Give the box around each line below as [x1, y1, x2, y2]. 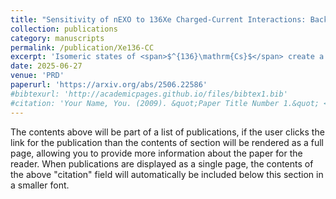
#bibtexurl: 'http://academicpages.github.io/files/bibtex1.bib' [10, 89, 288, 99]
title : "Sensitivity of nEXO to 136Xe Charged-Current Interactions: [10, 14, 307, 25]
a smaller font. [10, 179, 70, 191]
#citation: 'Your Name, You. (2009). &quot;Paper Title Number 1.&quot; [10, 98, 320, 108]
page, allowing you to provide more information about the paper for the [10, 147, 303, 159]
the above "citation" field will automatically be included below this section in [10, 168, 324, 180]
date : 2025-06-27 [10, 61, 83, 71]
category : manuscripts [10, 33, 105, 43]
